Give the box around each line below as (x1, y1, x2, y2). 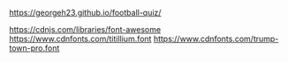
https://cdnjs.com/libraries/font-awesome (9, 24, 162, 34)
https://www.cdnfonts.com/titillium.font (9, 34, 152, 44)
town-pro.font (9, 43, 60, 53)
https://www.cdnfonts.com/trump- (153, 34, 279, 44)
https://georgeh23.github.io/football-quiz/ (9, 8, 162, 17)
